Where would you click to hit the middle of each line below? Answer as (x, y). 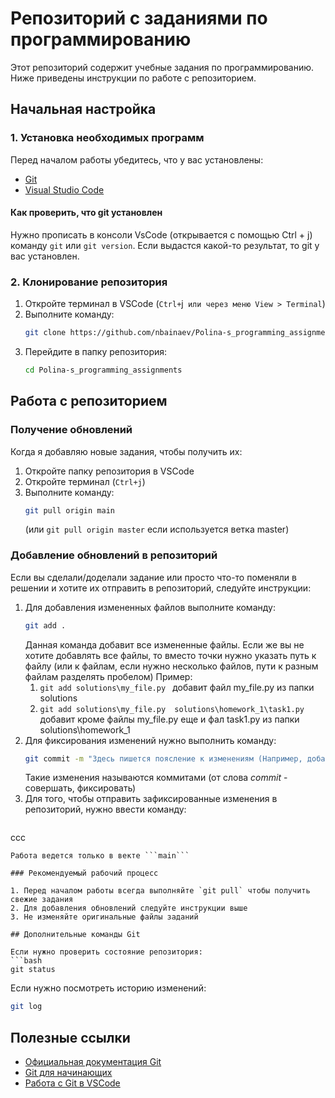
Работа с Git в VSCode (72, 1083)
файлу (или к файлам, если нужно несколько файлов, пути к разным (171, 666)
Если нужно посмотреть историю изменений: (108, 988)
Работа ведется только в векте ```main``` (100, 856)
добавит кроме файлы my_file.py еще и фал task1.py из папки (169, 719)
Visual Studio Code (64, 189)
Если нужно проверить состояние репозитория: (106, 952)
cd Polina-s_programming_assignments (103, 370)
